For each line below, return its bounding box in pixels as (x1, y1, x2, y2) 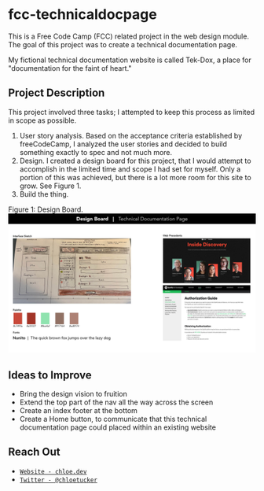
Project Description (8, 87, 105, 100)
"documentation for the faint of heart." (8, 63, 132, 72)
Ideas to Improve (8, 368, 92, 382)
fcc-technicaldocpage (8, 6, 157, 24)
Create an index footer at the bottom (19, 406, 137, 415)
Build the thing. (19, 189, 69, 198)
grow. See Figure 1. (19, 181, 82, 190)
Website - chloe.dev (19, 467, 87, 475)
